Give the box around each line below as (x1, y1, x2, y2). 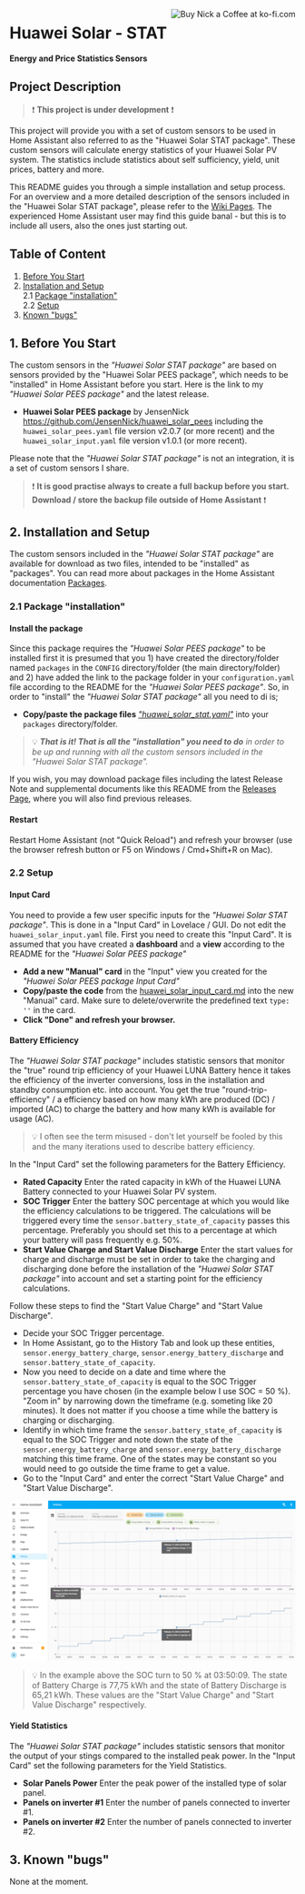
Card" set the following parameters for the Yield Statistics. (9, 1759, 227, 1770)
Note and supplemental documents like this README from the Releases (9, 784, 277, 795)
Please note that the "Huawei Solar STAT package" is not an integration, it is (9, 453, 295, 464)
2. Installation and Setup (9, 524, 150, 540)
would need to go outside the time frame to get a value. (22, 1463, 231, 1474)
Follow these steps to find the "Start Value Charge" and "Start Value (9, 1300, 263, 1311)
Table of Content (9, 247, 106, 262)
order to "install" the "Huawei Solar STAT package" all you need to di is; (9, 692, 279, 703)
